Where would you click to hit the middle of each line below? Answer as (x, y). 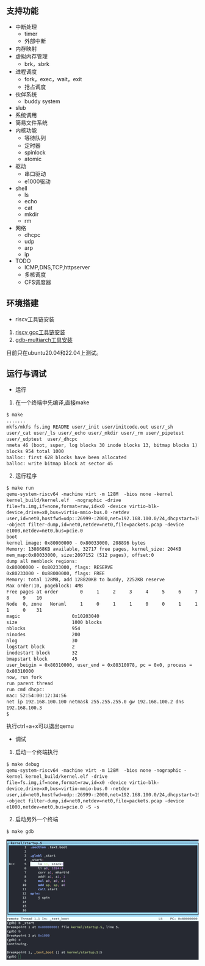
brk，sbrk (37, 64)
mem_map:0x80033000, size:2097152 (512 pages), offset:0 (80, 555)
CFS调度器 (38, 282)
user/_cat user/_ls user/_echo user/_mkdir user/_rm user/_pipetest (95, 433)
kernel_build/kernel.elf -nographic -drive (64, 500)
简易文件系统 (31, 122)
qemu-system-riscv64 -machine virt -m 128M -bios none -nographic (94, 771)
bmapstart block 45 (42, 659)
